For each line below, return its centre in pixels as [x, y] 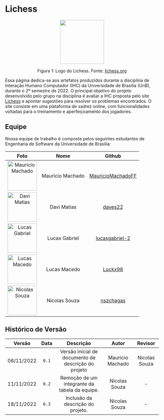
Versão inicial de [79, 352]
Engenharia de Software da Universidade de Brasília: [58, 144]
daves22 [113, 207]
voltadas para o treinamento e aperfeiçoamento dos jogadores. [69, 111]
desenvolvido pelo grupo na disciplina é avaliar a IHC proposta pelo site [77, 96]
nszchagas [113, 300]
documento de [79, 357]
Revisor [146, 343]
